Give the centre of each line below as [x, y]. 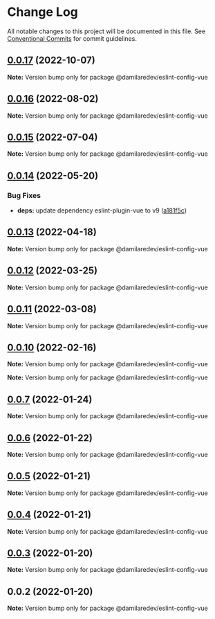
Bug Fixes [24, 195]
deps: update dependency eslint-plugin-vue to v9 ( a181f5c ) [102, 210]
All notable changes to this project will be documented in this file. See [106, 31]
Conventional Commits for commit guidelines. [72, 38]
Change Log [43, 12]
